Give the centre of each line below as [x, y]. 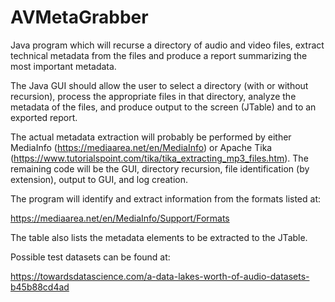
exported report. [44, 117]
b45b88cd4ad [40, 287]
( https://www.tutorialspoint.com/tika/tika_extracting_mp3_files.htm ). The [159, 158]
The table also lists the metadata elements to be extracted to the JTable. [159, 237]
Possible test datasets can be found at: [90, 257]
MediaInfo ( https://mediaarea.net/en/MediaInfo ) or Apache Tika [141, 147]
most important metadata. [63, 66]
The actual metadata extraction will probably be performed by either [151, 137]
